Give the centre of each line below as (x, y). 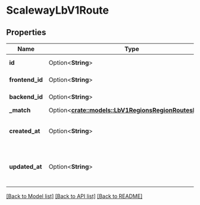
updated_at (26, 167)
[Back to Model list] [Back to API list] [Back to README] (74, 196)
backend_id (26, 97)
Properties (26, 32)
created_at (25, 131)
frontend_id (26, 80)
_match (20, 110)
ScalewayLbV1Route (57, 10)
